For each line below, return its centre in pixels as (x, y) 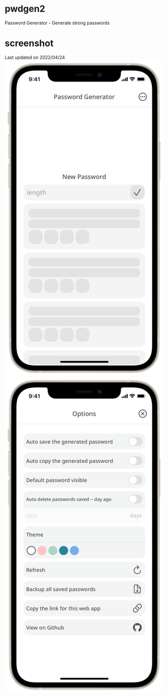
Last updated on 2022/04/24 (35, 57)
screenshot (29, 43)
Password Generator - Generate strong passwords (57, 23)
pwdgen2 (25, 9)
